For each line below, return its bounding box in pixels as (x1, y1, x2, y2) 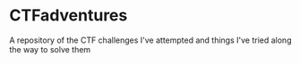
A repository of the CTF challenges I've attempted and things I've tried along (9, 35, 292, 45)
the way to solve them (9, 44, 91, 54)
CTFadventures (9, 5, 128, 26)
